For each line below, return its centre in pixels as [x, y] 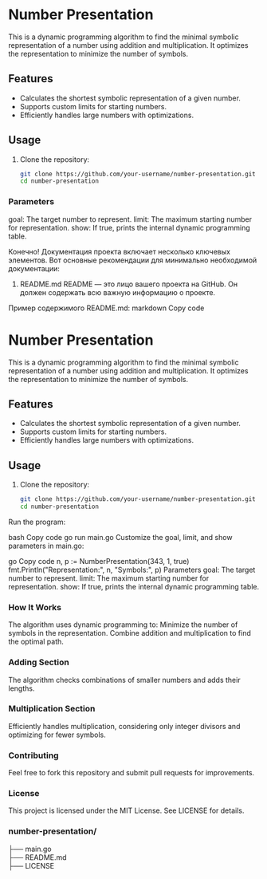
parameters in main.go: [46, 546]
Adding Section [39, 662]
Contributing [33, 755]
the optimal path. [36, 642]
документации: [34, 268]
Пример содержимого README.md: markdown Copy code [106, 308]
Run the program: [37, 522]
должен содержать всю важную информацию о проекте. [118, 292]
